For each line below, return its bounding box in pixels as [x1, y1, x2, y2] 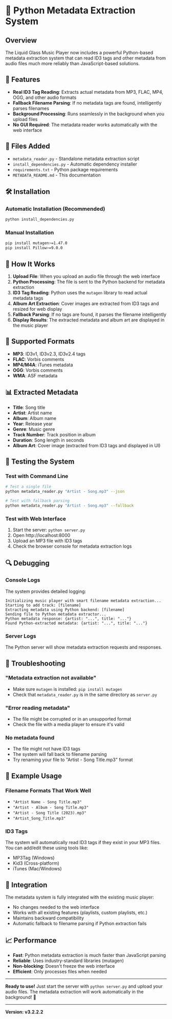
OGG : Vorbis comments [12, 367, 63, 373]
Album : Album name [12, 415, 57, 421]
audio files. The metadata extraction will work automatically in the [5, 989, 144, 995]
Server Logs [5, 632, 36, 640]
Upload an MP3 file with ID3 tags [12, 538, 82, 544]
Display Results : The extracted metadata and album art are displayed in [12, 317, 165, 323]
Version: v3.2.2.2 [5, 1009, 44, 1015]
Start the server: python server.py [12, 527, 85, 533]
